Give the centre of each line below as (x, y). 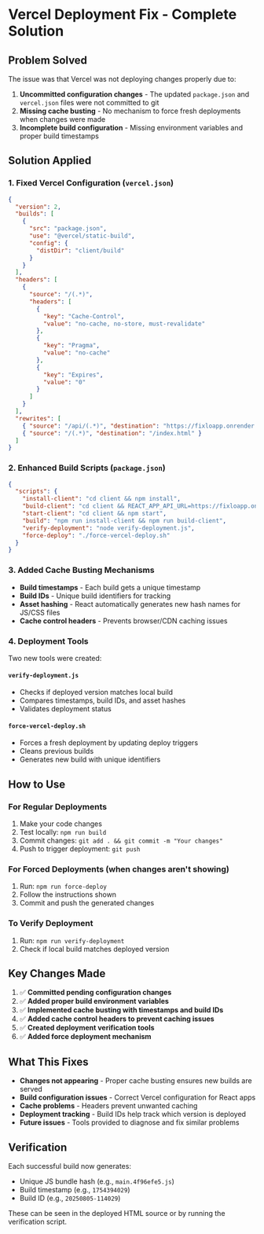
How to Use (37, 784)
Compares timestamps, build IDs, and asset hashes (103, 700)
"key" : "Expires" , (73, 375)
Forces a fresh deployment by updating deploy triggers (109, 743)
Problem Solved (48, 60)
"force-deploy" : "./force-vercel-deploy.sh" (96, 535)
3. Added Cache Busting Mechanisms (81, 570)
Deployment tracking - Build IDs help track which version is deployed (132, 1115)
